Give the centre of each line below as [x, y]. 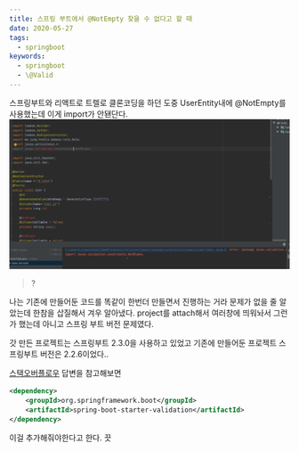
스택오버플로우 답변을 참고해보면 [65, 373]
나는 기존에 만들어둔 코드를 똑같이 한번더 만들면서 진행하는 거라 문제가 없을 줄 [143, 302]
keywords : [28, 57]
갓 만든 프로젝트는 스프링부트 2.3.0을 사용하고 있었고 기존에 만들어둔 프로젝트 [143, 343]
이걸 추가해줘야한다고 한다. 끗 [61, 438]
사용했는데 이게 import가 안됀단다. [69, 114]
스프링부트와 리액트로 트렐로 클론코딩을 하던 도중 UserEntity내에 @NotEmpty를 [148, 102]
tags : [19, 37]
